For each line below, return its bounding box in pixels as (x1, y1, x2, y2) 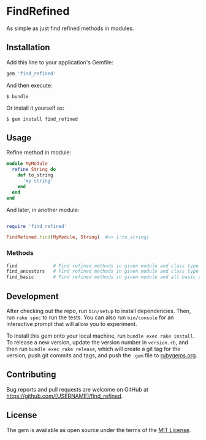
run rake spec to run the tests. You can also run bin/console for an (6, 314, 174, 321)
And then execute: (6, 82, 53, 89)
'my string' (22, 178, 53, 184)
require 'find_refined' (6, 223, 67, 229)
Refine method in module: (6, 149, 72, 156)
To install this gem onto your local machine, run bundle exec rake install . (6, 332, 195, 339)
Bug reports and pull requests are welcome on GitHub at (6, 385, 149, 393)
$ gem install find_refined (6, 116, 78, 122)
